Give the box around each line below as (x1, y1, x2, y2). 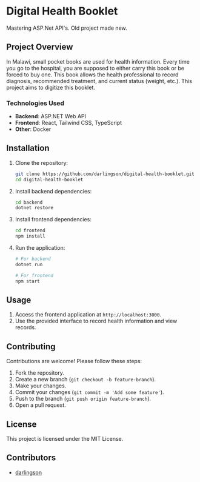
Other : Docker (15, 126, 52, 133)
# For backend (15, 256, 51, 262)
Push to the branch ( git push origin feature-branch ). (15, 395, 152, 403)
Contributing (6, 341, 56, 352)
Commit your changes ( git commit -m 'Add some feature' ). (15, 389, 165, 396)
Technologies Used (6, 99, 65, 107)
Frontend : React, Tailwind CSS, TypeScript (15, 119, 122, 127)
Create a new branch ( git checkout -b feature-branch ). (15, 376, 156, 383)
